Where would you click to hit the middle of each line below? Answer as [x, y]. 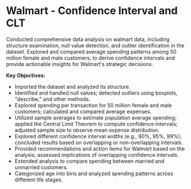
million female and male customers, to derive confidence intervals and [91, 58]
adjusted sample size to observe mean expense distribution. [87, 130]
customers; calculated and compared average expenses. [83, 111]
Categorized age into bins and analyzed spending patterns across [94, 173]
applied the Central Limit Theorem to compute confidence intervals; [96, 124]
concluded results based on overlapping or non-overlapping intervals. [98, 142]
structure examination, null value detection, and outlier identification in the [95, 45]
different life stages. [39, 180]
